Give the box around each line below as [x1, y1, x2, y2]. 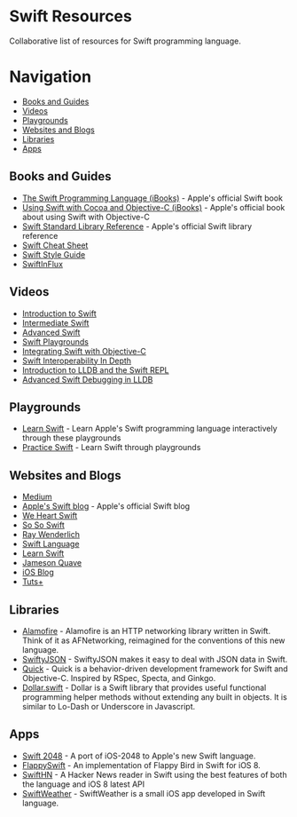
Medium [21, 491, 53, 503]
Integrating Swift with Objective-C [21, 345, 146, 356]
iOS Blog [21, 567, 55, 578]
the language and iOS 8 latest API [21, 779, 145, 789]
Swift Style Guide [21, 249, 86, 259]
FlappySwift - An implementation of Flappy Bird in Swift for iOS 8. [21, 759, 262, 770]
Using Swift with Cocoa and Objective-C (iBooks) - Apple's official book [21, 202, 285, 212]
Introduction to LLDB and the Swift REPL [21, 364, 170, 375]
